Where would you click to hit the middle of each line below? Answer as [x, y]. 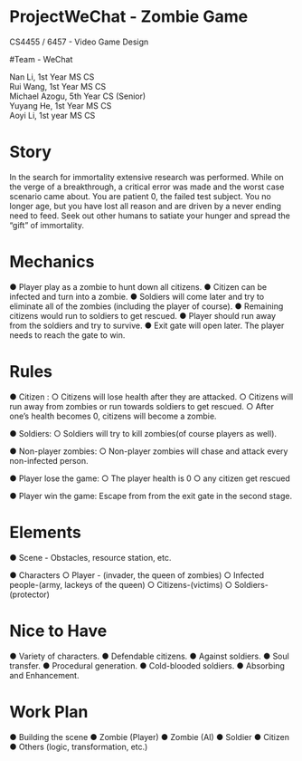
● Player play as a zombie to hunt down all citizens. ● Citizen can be [138, 286]
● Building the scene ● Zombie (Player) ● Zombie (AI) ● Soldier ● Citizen [149, 737]
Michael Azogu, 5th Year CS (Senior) [78, 96]
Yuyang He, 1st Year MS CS [61, 105]
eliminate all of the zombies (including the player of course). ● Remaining [146, 306]
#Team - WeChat [41, 59]
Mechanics [52, 262]
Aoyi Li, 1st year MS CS [52, 115]
